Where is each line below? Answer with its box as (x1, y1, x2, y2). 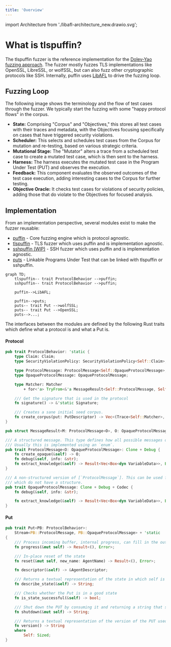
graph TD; (5, 272, 26, 277)
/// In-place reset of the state (14, 553, 85, 559)
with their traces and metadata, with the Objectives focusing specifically (12, 127, 164, 133)
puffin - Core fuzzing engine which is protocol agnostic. (12, 235, 130, 241)
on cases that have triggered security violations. (12, 132, 114, 138)
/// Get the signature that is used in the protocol (14, 396, 129, 401)
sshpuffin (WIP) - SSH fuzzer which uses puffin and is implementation (12, 246, 160, 252)
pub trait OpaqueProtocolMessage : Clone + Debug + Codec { (5, 485, 133, 490)
